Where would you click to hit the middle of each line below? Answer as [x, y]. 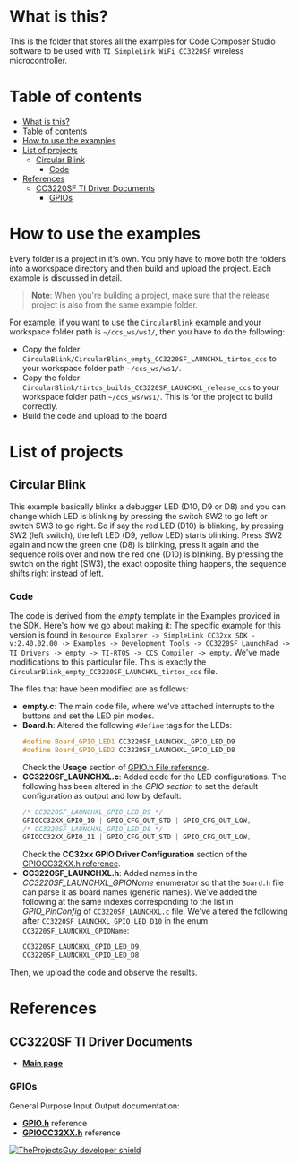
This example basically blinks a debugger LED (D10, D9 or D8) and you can [148, 506]
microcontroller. [38, 60]
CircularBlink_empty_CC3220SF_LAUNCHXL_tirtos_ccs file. [113, 672]
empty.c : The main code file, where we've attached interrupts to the [148, 707]
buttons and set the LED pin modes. [88, 716]
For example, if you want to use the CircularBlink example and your [136, 322]
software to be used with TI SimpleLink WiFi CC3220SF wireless [127, 50]
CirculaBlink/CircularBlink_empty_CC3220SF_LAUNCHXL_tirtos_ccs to [149, 358]
